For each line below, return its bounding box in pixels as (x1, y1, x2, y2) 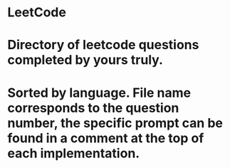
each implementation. (7, 145, 140, 161)
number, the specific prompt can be (7, 115, 223, 131)
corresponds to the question (7, 100, 179, 116)
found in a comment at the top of (7, 130, 204, 146)
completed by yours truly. (7, 52, 164, 68)
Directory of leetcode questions (7, 37, 199, 53)
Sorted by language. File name (7, 85, 192, 100)
